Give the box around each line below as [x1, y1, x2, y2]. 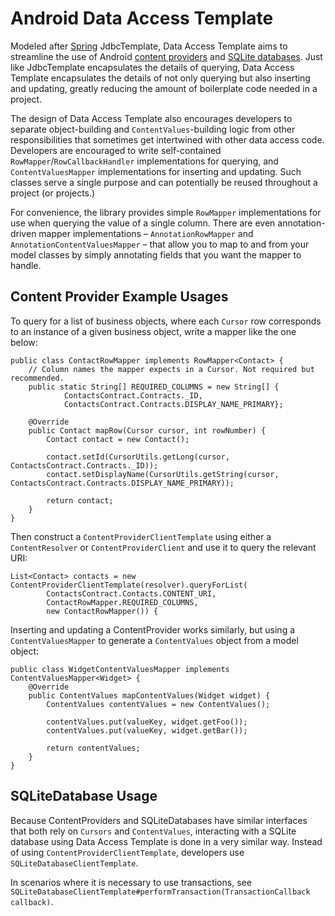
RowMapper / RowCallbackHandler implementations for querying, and [10, 155, 279, 167]
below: [10, 336, 38, 348]
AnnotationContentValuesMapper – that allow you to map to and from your [10, 238, 310, 250]
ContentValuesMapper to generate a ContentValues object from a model [10, 634, 299, 646]
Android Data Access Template [10, 7, 274, 30]
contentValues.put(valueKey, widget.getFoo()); [46, 717, 248, 727]
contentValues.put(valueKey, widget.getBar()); [46, 725, 248, 736]
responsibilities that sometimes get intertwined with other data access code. [10, 133, 325, 146]
